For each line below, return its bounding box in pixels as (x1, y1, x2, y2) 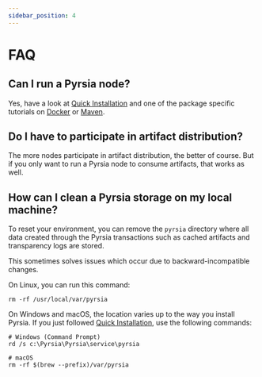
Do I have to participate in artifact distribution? (8, 130, 243, 144)
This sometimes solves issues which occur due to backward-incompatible (8, 256, 250, 266)
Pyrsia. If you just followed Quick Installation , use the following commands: (8, 318, 253, 328)
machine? (8, 203, 58, 217)
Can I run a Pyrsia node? (8, 77, 131, 91)
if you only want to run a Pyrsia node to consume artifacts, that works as (8, 160, 245, 169)
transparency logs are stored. (8, 241, 104, 251)
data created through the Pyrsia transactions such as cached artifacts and (8, 233, 251, 242)
